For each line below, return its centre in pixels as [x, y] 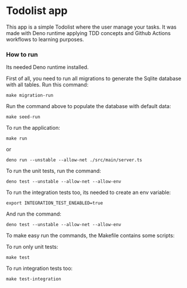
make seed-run [23, 117]
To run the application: [33, 128]
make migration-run [30, 96]
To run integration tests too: [39, 268]
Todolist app [37, 11]
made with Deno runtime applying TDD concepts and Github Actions [89, 33]
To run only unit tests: [32, 247]
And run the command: [34, 214]
